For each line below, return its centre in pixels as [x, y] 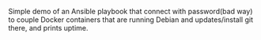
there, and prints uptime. [48, 28]
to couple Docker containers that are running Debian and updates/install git [130, 20]
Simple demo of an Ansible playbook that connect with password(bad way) [130, 11]
